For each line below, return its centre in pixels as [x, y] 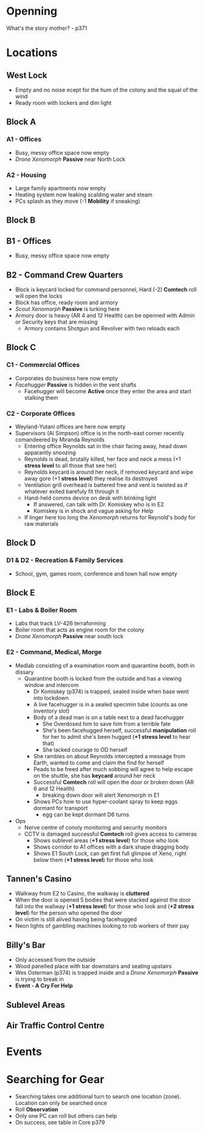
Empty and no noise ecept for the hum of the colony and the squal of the [106, 90]
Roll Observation [37, 1109]
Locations [32, 53]
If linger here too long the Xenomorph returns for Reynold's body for [110, 517]
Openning [32, 11]
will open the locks [39, 296]
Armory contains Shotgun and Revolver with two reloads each [102, 328]
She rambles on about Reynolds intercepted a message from [109, 756]
